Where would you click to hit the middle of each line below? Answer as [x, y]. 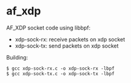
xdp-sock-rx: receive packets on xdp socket [70, 39]
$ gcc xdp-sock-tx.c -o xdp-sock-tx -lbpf [60, 73]
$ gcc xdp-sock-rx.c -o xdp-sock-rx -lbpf [60, 68]
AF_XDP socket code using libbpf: [48, 28]
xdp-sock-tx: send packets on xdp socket [67, 46]
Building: [17, 57]
